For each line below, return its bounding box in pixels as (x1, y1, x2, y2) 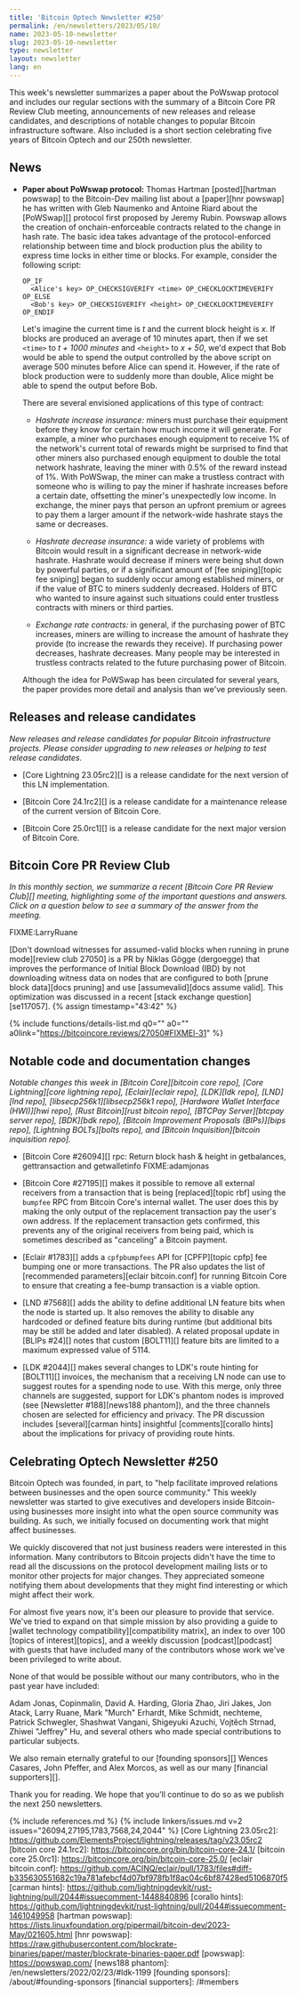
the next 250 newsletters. (9, 1798, 103, 1809)
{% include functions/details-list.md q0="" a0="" (9, 1018, 189, 1029)
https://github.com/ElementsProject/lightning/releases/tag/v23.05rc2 (9, 1834, 262, 1845)
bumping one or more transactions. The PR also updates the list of (21, 1261, 265, 1273)
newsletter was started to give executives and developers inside (9, 1496, 245, 1507)
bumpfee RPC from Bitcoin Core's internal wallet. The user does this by (21, 1197, 278, 1208)
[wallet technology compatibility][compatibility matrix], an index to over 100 (9, 1625, 286, 1636)
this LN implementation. (21, 779, 109, 789)
